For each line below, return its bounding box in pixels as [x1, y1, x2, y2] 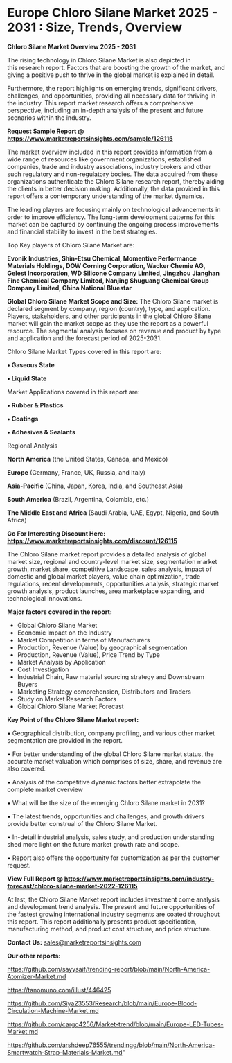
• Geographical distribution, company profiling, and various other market [7, 729, 215, 737]
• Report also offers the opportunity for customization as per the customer [7, 854, 220, 862]
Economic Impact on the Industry [17, 629, 112, 637]
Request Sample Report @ [7, 127, 84, 135]
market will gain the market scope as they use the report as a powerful [7, 319, 209, 327]
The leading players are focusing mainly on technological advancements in [7, 205, 221, 213]
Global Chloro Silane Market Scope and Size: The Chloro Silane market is [7, 297, 219, 306]
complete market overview [7, 785, 83, 793]
